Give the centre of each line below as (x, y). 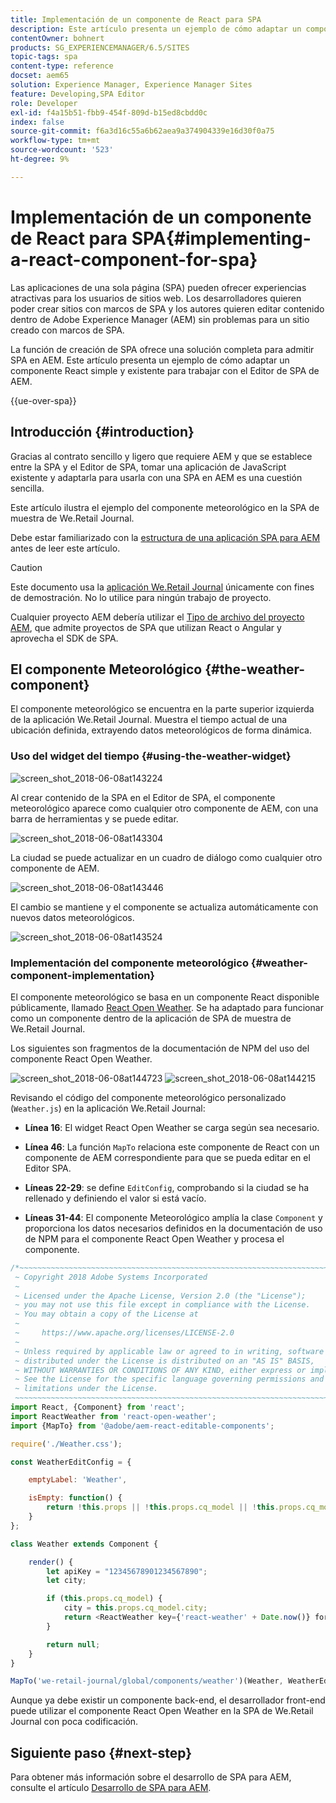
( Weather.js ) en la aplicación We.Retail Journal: (108, 1108)
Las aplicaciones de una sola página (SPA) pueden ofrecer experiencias (158, 287)
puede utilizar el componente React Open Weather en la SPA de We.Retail (162, 1711)
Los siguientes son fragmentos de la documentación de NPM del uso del (160, 1048)
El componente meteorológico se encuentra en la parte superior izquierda (162, 709)
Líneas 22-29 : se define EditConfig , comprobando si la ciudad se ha (167, 1187)
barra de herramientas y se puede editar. (94, 818)
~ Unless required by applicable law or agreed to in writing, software (169, 1351)
